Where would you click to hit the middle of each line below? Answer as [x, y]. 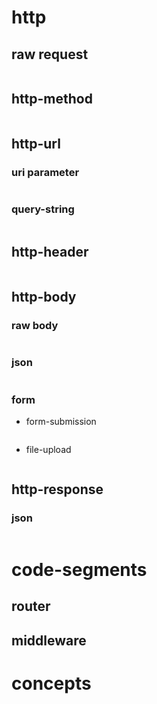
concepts [51, 683]
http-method [52, 99]
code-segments [79, 569]
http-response [57, 489]
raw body [35, 325]
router [31, 606]
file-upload [48, 449]
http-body [44, 297]
